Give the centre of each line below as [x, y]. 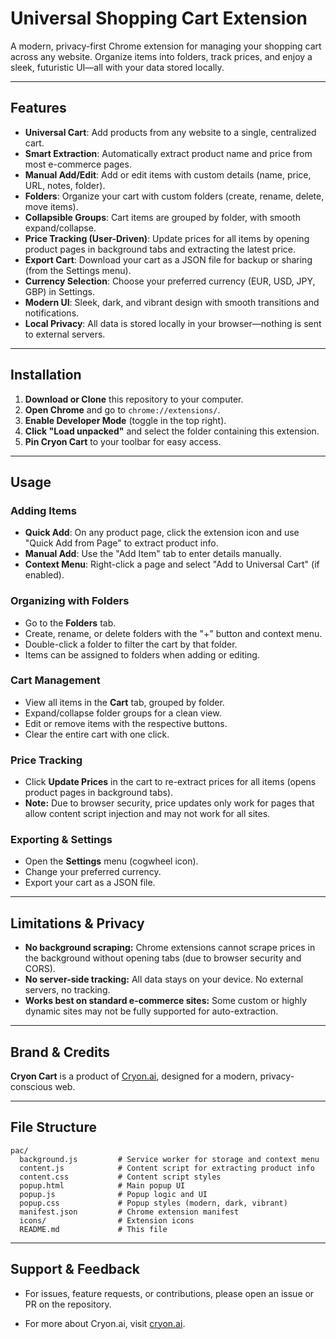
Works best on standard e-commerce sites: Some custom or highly [166, 1001]
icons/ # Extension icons [107, 1220]
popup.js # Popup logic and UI [113, 1194]
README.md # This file [93, 1229]
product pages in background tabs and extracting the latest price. [160, 249]
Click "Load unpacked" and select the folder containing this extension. [172, 431]
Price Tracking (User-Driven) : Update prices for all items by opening [167, 238]
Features [38, 108]
